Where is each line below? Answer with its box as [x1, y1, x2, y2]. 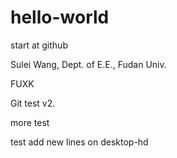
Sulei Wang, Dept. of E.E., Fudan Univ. [10, 58, 167, 70]
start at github [10, 39, 68, 51]
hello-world [10, 6, 110, 29]
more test [10, 116, 50, 128]
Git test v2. [10, 97, 56, 109]
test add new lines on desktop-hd [10, 136, 149, 148]
